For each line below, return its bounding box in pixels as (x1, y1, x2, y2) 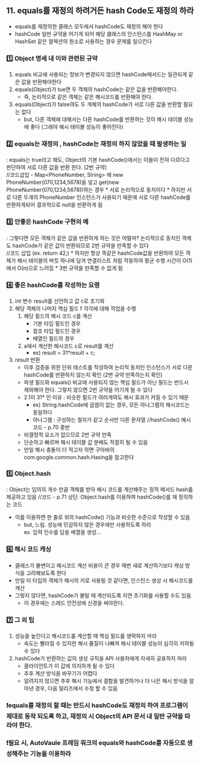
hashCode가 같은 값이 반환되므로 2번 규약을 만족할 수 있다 (12, 242, 149, 249)
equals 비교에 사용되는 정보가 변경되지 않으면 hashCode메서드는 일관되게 (14, 71, 187, 78)
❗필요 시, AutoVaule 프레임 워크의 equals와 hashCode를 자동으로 (6, 738, 186, 747)
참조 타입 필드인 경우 (32, 327, 81, 334)
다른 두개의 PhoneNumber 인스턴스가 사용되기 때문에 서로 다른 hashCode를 (12, 194, 191, 201)
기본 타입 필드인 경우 (32, 320, 81, 327)
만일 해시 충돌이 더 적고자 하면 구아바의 (23, 446, 115, 453)
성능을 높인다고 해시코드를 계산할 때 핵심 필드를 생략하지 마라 (14, 632, 157, 640)
